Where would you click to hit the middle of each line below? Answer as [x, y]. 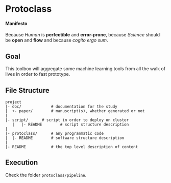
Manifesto [16, 23]
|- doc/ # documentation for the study [61, 107]
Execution [22, 163]
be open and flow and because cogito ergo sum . [57, 40]
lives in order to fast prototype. [38, 74]
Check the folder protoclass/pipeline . [46, 175]
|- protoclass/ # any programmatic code [54, 134]
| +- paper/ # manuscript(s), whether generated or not [75, 111]
